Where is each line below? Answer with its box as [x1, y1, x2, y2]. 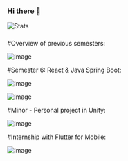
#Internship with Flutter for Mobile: [7, 133, 106, 141]
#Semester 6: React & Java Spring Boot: [7, 66, 122, 75]
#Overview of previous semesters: [7, 39, 106, 48]
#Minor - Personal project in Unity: [7, 106, 106, 115]
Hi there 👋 [7, 6, 42, 16]
